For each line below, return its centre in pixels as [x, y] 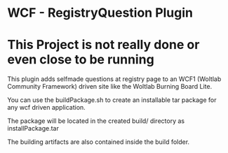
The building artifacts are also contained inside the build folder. [99, 142]
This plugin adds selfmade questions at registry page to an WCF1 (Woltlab [114, 79]
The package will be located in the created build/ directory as [96, 121]
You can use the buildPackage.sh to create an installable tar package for [112, 100]
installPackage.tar [33, 129]
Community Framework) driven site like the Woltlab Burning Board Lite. [110, 87]
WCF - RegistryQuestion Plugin [100, 13]
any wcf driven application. [46, 108]
